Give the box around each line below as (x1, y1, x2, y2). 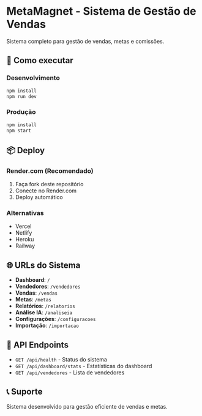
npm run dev (6, 93, 37, 99)
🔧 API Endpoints (6, 339, 69, 350)
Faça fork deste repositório (15, 181, 84, 188)
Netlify (15, 229, 32, 236)
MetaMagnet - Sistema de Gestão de (6, 4, 196, 18)
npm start (6, 127, 32, 134)
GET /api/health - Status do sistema (15, 356, 107, 363)
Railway (15, 242, 36, 249)
